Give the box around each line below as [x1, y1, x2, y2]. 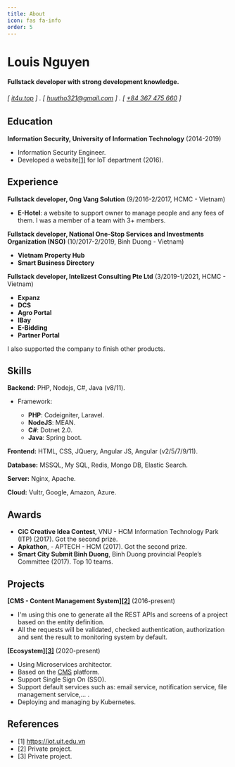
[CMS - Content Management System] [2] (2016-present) [7, 597, 176, 605]
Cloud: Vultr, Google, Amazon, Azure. [7, 488, 117, 497]
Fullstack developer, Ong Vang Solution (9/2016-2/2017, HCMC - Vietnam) [7, 195, 226, 203]
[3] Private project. [17, 751, 72, 760]
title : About [7, 10, 46, 18]
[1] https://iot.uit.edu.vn [17, 737, 86, 745]
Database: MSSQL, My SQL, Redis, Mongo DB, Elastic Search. [7, 460, 188, 470]
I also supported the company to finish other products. [7, 344, 165, 353]
